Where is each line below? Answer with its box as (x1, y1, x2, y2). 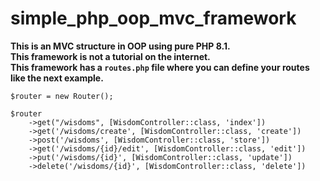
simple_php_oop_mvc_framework (10, 7, 297, 30)
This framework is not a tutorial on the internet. (10, 50, 211, 62)
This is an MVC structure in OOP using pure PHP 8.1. (10, 40, 231, 52)
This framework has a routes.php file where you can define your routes (10, 61, 310, 73)
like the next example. (10, 72, 104, 84)
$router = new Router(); (10, 91, 114, 101)
